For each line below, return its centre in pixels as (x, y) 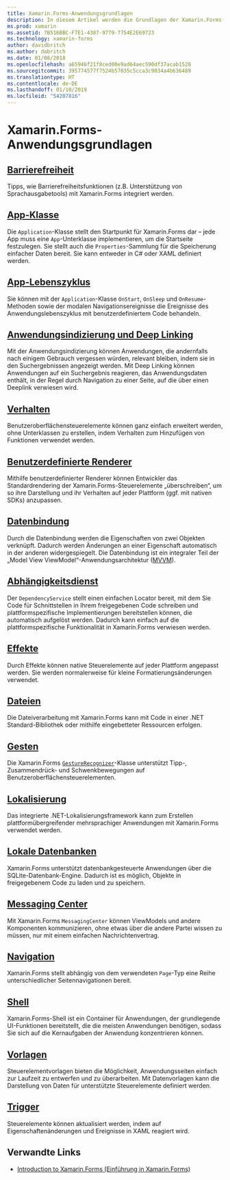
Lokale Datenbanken (52, 852)
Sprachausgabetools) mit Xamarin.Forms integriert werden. (91, 193)
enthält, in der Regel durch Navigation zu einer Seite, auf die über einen (108, 380)
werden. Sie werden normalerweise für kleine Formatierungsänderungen (110, 673)
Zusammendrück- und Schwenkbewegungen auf (76, 770)
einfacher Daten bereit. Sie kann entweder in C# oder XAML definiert (104, 253)
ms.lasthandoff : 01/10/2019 (47, 90)
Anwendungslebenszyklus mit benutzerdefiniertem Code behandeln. (104, 313)
